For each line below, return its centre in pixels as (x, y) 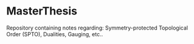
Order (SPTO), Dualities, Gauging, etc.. (55, 34)
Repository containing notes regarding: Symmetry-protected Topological (97, 28)
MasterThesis (42, 11)
